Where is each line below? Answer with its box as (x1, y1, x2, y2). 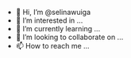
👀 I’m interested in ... (15, 16, 83, 25)
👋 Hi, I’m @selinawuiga (15, 8, 91, 16)
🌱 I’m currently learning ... (15, 24, 101, 33)
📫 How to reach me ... (15, 42, 90, 50)
